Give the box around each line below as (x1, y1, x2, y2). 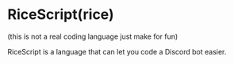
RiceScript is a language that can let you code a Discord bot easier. (7, 47, 227, 56)
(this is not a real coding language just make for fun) (7, 32, 178, 41)
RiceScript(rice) (7, 6, 114, 24)
